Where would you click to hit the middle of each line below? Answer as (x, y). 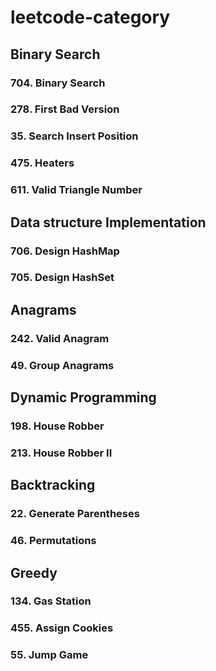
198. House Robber (57, 426)
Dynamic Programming (83, 397)
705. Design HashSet (62, 278)
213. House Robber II (61, 453)
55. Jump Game (49, 655)
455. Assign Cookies (62, 628)
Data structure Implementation (108, 222)
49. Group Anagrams (62, 365)
